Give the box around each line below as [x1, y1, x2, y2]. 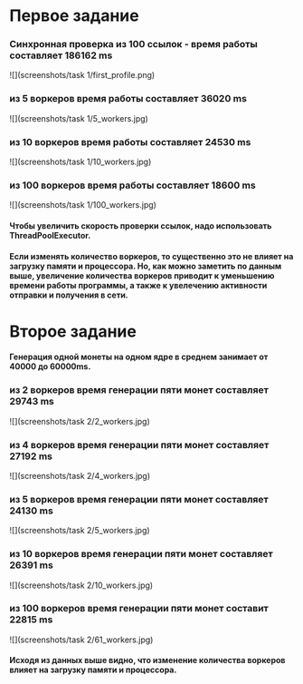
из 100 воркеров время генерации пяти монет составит [9, 602, 269, 615]
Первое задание [9, 5, 139, 26]
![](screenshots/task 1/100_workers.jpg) [9, 200, 156, 210]
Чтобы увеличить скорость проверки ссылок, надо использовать [9, 220, 272, 231]
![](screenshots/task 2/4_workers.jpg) [9, 470, 151, 481]
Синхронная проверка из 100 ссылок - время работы [9, 38, 258, 51]
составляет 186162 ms [9, 49, 113, 62]
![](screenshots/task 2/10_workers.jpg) [9, 580, 154, 591]
